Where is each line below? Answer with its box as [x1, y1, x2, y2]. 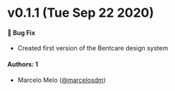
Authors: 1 [7, 59, 39, 68]
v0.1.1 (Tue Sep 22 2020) [7, 5, 154, 21]
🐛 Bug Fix [7, 28, 35, 36]
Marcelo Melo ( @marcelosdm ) [17, 76, 106, 84]
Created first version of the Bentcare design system [17, 44, 168, 52]
